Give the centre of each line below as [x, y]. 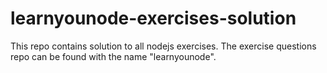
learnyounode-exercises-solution [153, 18]
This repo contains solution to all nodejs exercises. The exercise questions [163, 46]
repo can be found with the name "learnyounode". [113, 56]
